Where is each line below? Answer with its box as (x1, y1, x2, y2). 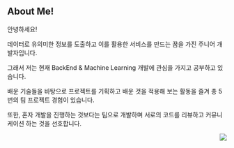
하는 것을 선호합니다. (25, 119, 82, 128)
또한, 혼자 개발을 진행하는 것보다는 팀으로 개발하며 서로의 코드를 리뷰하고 (7, 110, 204, 119)
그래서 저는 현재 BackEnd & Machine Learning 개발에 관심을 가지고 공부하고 (7, 63, 216, 72)
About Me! (7, 6, 54, 17)
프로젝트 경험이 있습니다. (27, 96, 95, 104)
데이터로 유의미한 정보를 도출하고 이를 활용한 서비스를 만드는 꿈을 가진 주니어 (7, 40, 216, 48)
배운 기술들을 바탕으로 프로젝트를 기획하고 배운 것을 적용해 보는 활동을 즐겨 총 (7, 87, 217, 95)
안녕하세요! (7, 24, 38, 34)
